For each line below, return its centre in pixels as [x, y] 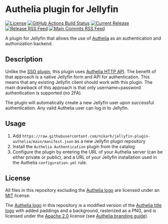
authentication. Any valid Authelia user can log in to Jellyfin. [67, 108]
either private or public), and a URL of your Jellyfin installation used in [85, 157]
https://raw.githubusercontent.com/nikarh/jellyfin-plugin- [86, 136]
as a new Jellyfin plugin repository [110, 141]
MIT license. [18, 196]
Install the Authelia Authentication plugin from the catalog [74, 146]
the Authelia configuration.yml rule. [50, 162]
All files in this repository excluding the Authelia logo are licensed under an [82, 190]
